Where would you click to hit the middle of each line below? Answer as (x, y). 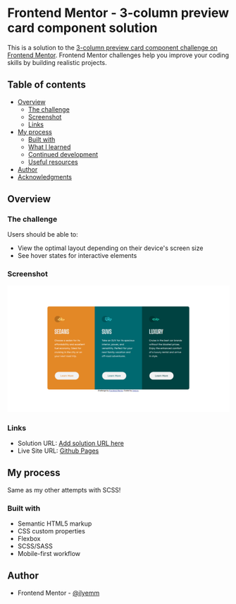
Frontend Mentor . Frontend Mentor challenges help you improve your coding (118, 55)
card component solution (82, 28)
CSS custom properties (51, 531)
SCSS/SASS (35, 546)
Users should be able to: (43, 235)
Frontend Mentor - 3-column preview (118, 13)
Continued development (63, 154)
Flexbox (29, 539)
